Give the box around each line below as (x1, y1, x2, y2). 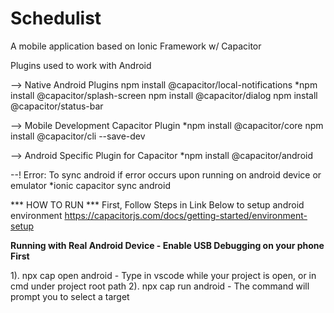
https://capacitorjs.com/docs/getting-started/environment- (64, 209, 308, 221)
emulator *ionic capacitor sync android (10, 179, 171, 191)
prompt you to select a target (10, 290, 130, 302)
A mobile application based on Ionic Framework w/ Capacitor (10, 40, 262, 52)
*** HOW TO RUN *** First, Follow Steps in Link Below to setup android (10, 198, 305, 211)
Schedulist (10, 7, 102, 30)
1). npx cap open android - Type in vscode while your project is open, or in (10, 269, 317, 281)
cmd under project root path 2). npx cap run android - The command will (10, 280, 310, 292)
